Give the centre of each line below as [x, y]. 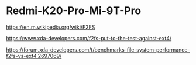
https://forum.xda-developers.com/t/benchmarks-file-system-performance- [98, 49]
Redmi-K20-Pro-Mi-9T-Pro [74, 11]
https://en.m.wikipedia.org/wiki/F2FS [51, 27]
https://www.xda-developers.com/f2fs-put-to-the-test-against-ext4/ [89, 38]
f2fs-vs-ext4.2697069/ [34, 56]
